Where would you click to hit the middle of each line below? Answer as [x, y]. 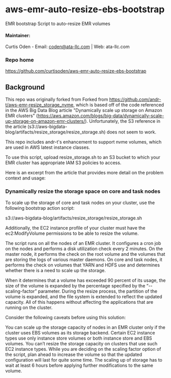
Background [25, 87]
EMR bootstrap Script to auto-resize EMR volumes [58, 24]
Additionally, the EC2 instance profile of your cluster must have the [75, 228]
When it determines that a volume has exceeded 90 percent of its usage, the [85, 280]
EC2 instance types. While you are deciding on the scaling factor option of [83, 349]
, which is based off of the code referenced [119, 105]
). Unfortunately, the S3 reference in [123, 121]
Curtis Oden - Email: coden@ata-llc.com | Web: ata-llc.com [67, 47]
